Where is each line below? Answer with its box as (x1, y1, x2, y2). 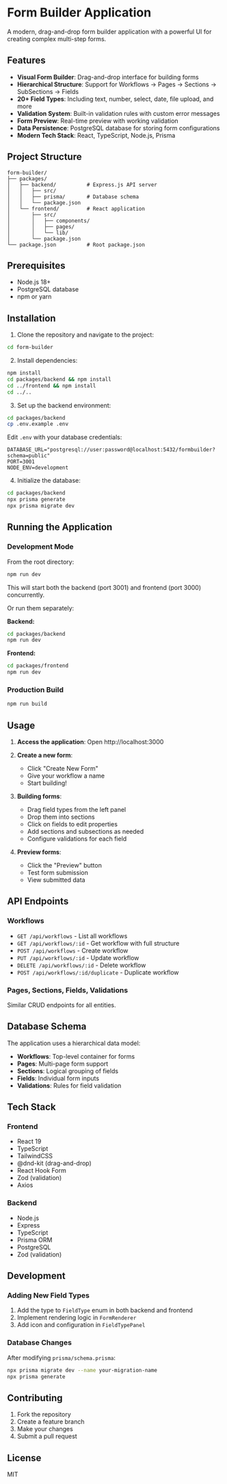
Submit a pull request (16, 1432, 77, 1441)
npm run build (7, 701, 48, 708)
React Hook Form (16, 1166, 66, 1175)
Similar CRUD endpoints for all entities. (7, 1001, 116, 1009)
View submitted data (27, 876, 85, 884)
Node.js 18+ (16, 278, 51, 286)
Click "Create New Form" (27, 764, 98, 772)
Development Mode (7, 542, 74, 551)
